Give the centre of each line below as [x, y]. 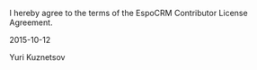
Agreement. [31, 22]
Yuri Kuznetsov [37, 57]
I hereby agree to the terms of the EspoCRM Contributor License [129, 13]
